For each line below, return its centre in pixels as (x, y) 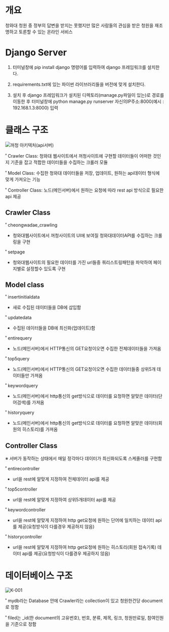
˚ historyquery (20, 413)
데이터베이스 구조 (39, 576)
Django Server (36, 52)
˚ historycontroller (24, 537)
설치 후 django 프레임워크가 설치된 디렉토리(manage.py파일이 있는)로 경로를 (88, 95)
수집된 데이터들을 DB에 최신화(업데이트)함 (54, 328)
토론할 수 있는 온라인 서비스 (46, 31)
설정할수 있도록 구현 (46, 269)
